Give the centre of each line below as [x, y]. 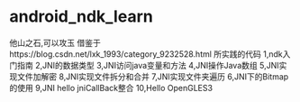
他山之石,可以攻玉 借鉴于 [55, 42]
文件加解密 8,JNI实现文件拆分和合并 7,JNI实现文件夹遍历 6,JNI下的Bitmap [153, 76]
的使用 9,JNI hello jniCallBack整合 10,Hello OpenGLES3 [111, 88]
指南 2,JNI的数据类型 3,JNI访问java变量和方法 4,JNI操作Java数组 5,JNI [148, 65]
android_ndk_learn [81, 17]
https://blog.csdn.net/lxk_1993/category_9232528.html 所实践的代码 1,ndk [146, 54]
